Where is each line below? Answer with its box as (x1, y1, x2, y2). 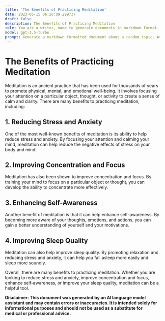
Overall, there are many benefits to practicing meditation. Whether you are (5, 269, 156, 276)
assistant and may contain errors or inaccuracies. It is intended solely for (5, 300, 157, 306)
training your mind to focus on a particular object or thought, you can (5, 179, 145, 185)
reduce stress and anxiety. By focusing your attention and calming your (5, 136, 150, 142)
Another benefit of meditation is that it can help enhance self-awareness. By (5, 212, 160, 218)
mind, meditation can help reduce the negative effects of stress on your (5, 141, 150, 147)
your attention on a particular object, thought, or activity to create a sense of (5, 93, 160, 99)
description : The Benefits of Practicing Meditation (5, 21, 115, 26)
